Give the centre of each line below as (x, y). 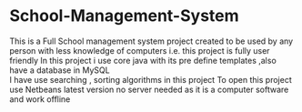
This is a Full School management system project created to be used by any (151, 41)
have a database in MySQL (60, 70)
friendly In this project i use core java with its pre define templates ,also (143, 60)
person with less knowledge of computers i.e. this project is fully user (140, 50)
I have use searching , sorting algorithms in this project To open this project (151, 79)
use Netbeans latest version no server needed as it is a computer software (149, 89)
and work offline (40, 99)
